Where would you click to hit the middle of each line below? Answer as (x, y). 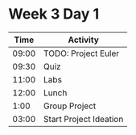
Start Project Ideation (83, 119)
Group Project (70, 106)
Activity (83, 40)
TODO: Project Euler (81, 53)
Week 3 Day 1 (54, 14)
